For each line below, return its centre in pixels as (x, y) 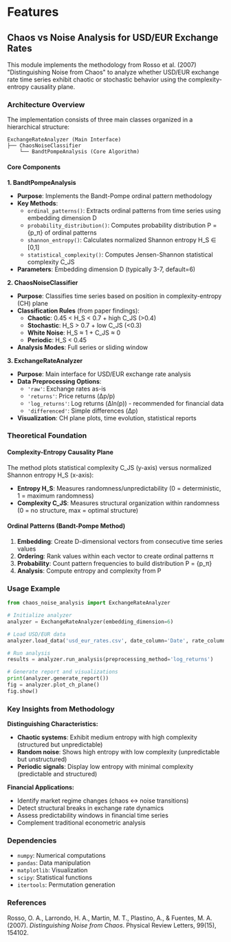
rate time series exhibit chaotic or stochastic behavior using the (97, 79)
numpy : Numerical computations (61, 856)
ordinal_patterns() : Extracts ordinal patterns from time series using (124, 210)
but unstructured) (42, 759)
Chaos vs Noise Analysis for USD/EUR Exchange (113, 38)
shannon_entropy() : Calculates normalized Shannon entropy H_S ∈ (122, 239)
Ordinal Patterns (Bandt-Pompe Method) (66, 526)
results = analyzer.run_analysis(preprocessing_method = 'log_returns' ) (110, 660)
